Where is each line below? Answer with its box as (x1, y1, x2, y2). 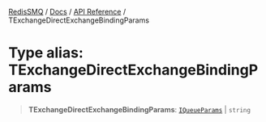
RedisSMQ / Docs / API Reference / (8, 7, 127, 16)
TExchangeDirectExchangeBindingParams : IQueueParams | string (28, 104, 251, 114)
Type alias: (8, 44, 84, 62)
